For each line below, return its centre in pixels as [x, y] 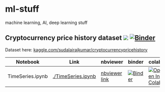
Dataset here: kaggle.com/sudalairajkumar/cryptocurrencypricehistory [76, 49]
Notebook [28, 62]
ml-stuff [22, 9]
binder [136, 62]
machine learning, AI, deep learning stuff [46, 23]
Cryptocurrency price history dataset [64, 38]
